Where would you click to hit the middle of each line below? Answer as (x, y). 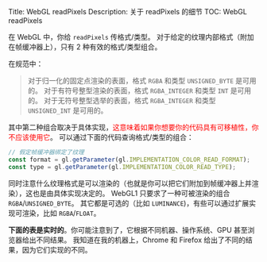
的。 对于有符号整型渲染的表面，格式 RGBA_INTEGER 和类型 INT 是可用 (139, 91)
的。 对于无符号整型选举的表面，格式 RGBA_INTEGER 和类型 (122, 100)
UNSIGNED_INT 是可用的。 (68, 110)
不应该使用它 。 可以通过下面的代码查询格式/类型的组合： (101, 137)
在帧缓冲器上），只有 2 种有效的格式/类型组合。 (85, 47)
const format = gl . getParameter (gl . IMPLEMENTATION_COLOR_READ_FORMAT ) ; (129, 160)
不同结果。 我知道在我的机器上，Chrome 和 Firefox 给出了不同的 (141, 240)
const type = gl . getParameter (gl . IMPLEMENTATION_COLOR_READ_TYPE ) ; (122, 167)
